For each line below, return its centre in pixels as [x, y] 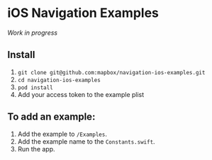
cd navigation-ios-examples [59, 80]
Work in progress [33, 33]
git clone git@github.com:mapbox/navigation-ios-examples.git [111, 72]
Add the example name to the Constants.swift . [86, 141]
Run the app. [36, 149]
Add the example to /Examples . [62, 134]
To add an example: [51, 117]
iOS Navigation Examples [83, 13]
